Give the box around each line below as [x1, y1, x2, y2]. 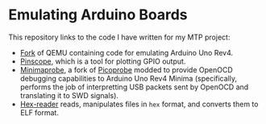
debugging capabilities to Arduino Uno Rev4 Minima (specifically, [19, 73, 238, 83]
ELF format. [19, 107, 59, 118]
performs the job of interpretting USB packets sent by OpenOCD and [19, 82, 249, 92]
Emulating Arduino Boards [8, 6, 188, 24]
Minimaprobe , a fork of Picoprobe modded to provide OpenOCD [19, 64, 234, 74]
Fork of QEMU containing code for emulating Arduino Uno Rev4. [19, 48, 234, 57]
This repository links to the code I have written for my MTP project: [8, 32, 231, 42]
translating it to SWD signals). [19, 90, 119, 100]
